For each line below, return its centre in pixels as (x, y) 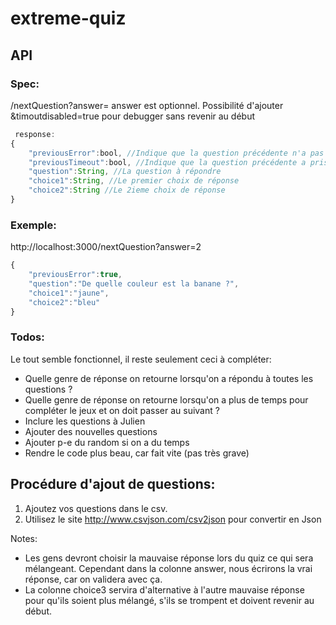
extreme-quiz (68, 18)
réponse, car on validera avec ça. (93, 579)
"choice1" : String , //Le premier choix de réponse (134, 181)
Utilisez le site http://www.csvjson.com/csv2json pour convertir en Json (173, 519)
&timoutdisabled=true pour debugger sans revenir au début (132, 116)
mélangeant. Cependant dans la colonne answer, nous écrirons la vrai (168, 568)
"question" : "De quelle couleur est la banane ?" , (134, 283)
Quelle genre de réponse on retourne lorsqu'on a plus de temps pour (166, 399)
